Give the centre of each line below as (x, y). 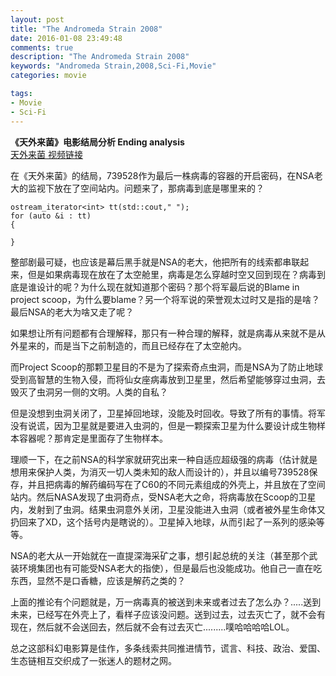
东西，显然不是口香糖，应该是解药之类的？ (98, 580)
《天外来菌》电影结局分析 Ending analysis (97, 142)
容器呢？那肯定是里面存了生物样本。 (93, 438)
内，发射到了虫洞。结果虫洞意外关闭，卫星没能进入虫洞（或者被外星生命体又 (168, 509)
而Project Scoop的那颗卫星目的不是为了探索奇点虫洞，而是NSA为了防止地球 (166, 367)
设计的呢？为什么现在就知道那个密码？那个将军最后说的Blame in (168, 287)
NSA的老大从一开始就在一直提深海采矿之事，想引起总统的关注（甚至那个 (160, 555)
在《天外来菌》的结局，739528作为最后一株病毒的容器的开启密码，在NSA (162, 175)
